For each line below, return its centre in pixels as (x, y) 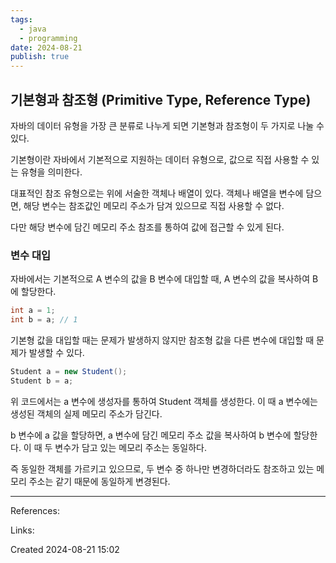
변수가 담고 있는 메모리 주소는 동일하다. (130, 447)
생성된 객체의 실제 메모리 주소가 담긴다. (86, 413)
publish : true (40, 57)
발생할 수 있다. (56, 352)
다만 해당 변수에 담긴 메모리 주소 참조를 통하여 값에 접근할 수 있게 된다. (147, 227)
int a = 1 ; (33, 311)
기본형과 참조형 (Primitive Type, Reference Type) (161, 99)
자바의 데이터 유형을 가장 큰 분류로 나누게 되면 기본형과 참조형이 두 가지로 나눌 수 (167, 125)
